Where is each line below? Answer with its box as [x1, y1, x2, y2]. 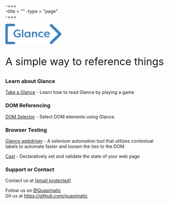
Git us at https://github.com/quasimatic [5, 193, 88, 199]
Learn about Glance [5, 78, 55, 85]
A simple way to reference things [5, 55, 164, 68]
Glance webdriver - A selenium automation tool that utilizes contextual [5, 138, 154, 144]
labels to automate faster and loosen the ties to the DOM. [5, 143, 126, 149]
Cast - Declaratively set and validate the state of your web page [5, 153, 140, 159]
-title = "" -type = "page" [5, 8, 58, 14]
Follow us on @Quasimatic [5, 187, 61, 194]
